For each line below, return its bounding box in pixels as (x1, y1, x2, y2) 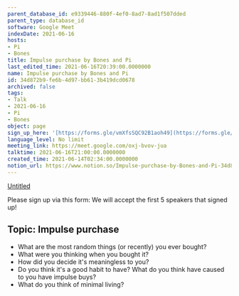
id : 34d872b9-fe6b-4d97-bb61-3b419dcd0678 (7, 76, 135, 84)
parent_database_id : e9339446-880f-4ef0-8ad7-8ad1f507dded (7, 10, 186, 18)
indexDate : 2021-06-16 (7, 30, 75, 38)
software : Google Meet (7, 23, 75, 31)
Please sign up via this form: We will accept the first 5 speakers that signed (7, 195, 228, 204)
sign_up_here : (7, 129, 50, 136)
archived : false (7, 83, 55, 90)
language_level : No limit (7, 136, 84, 143)
